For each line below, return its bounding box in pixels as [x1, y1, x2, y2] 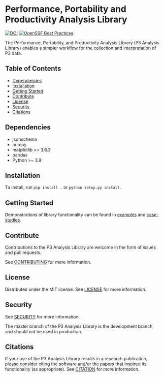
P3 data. [5, 50, 22, 56]
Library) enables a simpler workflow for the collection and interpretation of [5, 45, 157, 51]
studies [5, 217, 20, 223]
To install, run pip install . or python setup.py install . [5, 185, 121, 190]
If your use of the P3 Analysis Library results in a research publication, [5, 356, 148, 362]
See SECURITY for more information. [5, 314, 80, 319]
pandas [12, 152, 28, 158]
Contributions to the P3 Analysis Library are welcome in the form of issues [5, 245, 156, 250]
